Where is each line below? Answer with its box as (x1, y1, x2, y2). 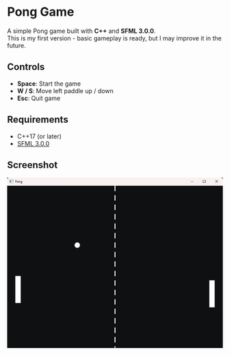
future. (7, 41, 26, 49)
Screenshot (7, 159, 58, 171)
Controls (7, 61, 45, 73)
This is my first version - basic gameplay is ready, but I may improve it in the (7, 34, 222, 42)
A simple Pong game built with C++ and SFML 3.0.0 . (7, 27, 156, 35)
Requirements (7, 114, 68, 125)
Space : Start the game (16, 79, 81, 88)
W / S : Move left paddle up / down (16, 86, 114, 95)
